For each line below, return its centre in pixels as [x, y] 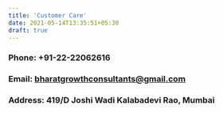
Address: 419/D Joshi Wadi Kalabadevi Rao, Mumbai [111, 100]
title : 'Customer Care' [48, 15]
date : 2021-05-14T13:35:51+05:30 [64, 23]
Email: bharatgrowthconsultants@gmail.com [97, 79]
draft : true [28, 30]
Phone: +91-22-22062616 [59, 58]
